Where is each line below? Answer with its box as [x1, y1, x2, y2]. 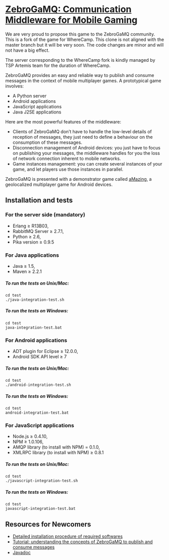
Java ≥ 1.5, [12, 263, 35, 269]
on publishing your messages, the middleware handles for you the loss [12, 150, 160, 156]
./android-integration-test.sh [5, 382, 71, 388]
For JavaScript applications [5, 422, 74, 429]
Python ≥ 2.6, [12, 233, 41, 239]
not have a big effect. [5, 47, 50, 53]
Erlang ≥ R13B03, [12, 223, 49, 229]
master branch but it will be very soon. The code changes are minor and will [5, 42, 164, 48]
